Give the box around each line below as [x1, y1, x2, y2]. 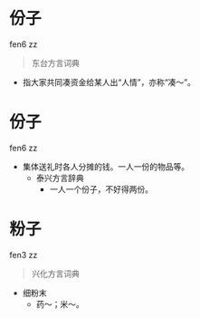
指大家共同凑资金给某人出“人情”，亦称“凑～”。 [22, 76, 196, 87]
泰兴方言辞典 [35, 172, 84, 183]
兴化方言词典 [31, 268, 80, 279]
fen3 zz [9, 249, 38, 260]
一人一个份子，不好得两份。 [49, 183, 154, 195]
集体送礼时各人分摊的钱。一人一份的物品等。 [22, 160, 190, 172]
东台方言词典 [31, 57, 80, 68]
